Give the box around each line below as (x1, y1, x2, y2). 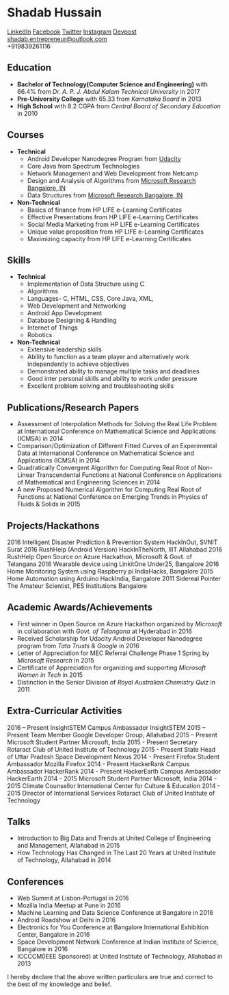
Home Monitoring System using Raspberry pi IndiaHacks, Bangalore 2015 (7, 567, 214, 575)
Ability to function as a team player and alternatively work (27, 353, 190, 361)
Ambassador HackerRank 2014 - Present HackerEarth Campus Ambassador (7, 767, 221, 775)
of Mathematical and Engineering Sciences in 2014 (16, 478, 161, 487)
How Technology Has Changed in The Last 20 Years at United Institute (16, 848, 217, 857)
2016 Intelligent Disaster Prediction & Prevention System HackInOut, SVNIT (7, 538, 218, 546)
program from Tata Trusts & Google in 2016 (16, 641, 140, 650)
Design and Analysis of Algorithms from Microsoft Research (27, 176, 196, 184)
